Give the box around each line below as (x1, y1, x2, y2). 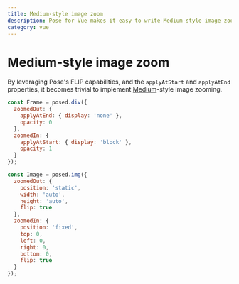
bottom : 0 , (20, 250, 53, 258)
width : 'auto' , (20, 191, 65, 198)
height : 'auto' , (20, 197, 69, 204)
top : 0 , (20, 230, 43, 238)
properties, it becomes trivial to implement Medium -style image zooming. (7, 85, 223, 94)
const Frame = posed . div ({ (7, 99, 87, 106)
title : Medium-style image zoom (7, 10, 103, 18)
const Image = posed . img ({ (7, 171, 87, 178)
